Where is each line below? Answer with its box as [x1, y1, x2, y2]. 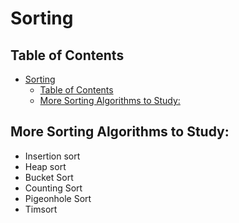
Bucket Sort [24, 171, 74, 183]
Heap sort [24, 160, 67, 172]
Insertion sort [24, 150, 81, 162]
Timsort [24, 203, 58, 215]
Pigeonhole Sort [24, 192, 92, 204]
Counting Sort [24, 182, 83, 194]
